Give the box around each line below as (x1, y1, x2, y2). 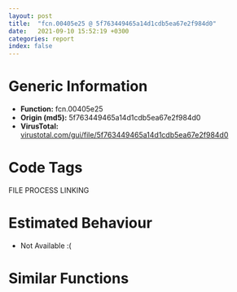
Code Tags (8, 159, 83, 177)
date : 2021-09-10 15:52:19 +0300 (8, 27, 129, 35)
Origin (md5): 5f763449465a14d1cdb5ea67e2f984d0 (20, 113, 201, 123)
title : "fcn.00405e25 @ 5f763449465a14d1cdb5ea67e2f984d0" (8, 20, 217, 28)
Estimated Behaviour (8, 214, 153, 233)
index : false (8, 42, 53, 50)
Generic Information (8, 77, 148, 96)
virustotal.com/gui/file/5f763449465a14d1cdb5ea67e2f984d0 (20, 130, 229, 140)
